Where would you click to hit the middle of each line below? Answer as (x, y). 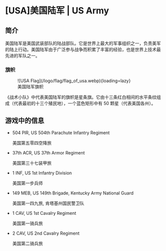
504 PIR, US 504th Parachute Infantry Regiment (61, 133)
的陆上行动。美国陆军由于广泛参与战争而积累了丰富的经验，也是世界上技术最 (83, 50)
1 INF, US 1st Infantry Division (42, 173)
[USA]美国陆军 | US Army (57, 11)
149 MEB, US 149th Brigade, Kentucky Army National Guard (73, 193)
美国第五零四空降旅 (32, 143)
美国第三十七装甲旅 (32, 163)
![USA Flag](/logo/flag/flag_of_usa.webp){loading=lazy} (74, 81)
